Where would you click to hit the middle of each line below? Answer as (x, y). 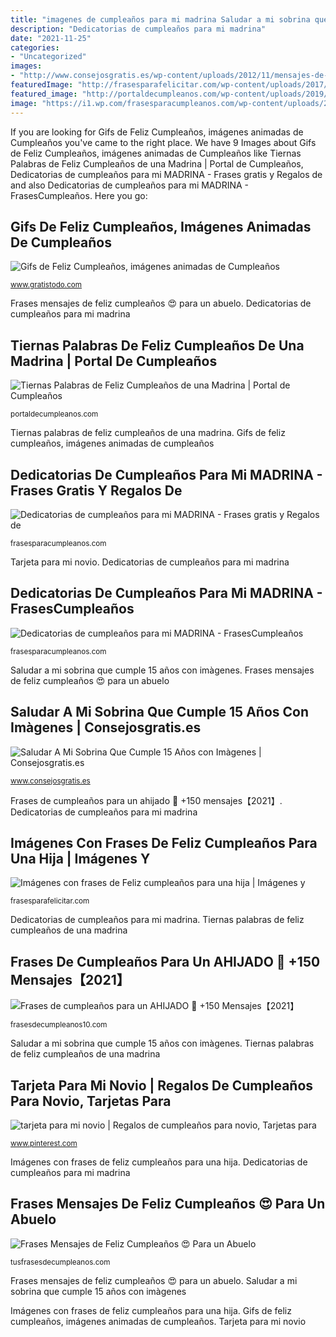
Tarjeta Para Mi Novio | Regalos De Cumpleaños (162, 1085)
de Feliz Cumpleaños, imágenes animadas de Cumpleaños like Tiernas (156, 153)
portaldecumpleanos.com (54, 414)
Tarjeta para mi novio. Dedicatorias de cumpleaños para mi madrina (150, 562)
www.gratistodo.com (46, 285)
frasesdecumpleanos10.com (59, 1025)
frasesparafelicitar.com (50, 901)
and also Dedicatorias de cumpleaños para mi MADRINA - (129, 185)
